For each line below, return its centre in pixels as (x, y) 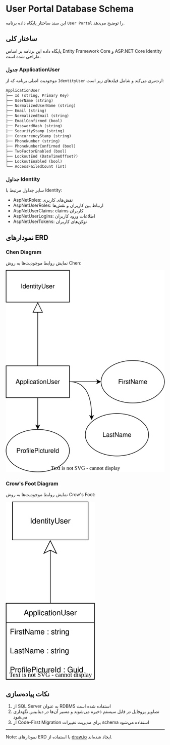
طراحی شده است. (23, 56)
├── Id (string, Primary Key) (38, 96)
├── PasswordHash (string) (34, 126)
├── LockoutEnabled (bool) (34, 162)
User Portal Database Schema (70, 9)
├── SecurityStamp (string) (35, 131)
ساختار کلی (21, 39)
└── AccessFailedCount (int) (36, 167)
